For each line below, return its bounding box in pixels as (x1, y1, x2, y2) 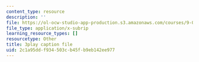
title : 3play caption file (6, 42, 73, 48)
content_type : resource (6, 8, 65, 15)
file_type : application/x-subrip (6, 25, 89, 31)
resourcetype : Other (6, 36, 57, 42)
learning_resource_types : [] (6, 31, 78, 37)
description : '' (6, 14, 46, 20)
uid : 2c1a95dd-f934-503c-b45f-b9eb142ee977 (6, 47, 115, 53)
